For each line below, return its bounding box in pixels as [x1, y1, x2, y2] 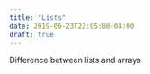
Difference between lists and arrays [9, 55, 142, 66]
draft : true [9, 30, 54, 39]
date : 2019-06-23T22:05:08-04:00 [9, 22, 135, 31]
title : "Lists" [9, 13, 66, 23]
